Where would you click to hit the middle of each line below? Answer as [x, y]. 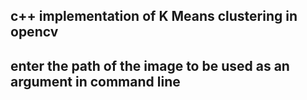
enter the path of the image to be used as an [150, 65]
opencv [34, 32]
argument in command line [95, 81]
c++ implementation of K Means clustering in [154, 16]
